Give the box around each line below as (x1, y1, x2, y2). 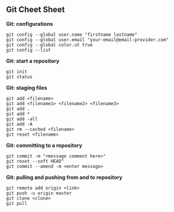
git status (6, 73, 33, 80)
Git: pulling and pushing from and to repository (6, 173, 123, 181)
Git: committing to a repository (6, 142, 83, 149)
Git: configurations (6, 20, 53, 27)
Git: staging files (6, 84, 47, 91)
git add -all (6, 116, 38, 122)
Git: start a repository (6, 57, 60, 64)
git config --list (6, 47, 51, 53)
